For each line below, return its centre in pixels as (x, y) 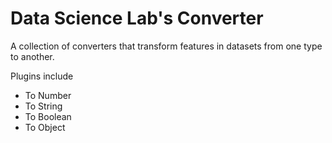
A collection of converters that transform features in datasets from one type (166, 46)
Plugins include (42, 76)
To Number (48, 95)
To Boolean (48, 116)
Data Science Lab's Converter (137, 18)
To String (43, 106)
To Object (45, 127)
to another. (32, 56)
